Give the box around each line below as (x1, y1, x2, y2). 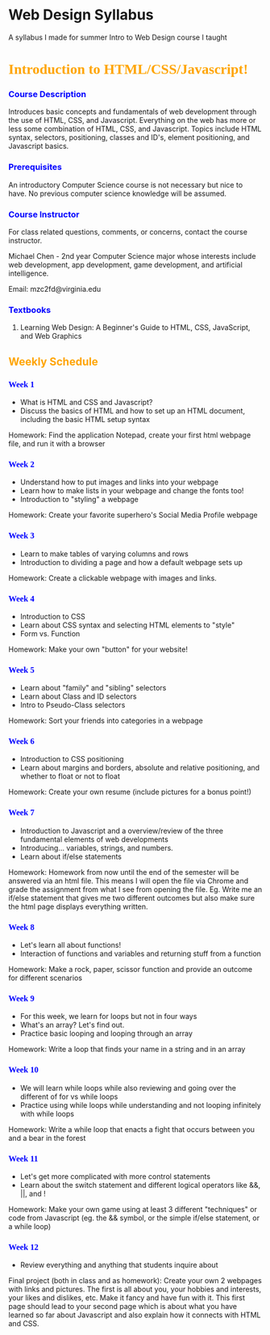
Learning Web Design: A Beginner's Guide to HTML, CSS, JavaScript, (19, 323, 251, 332)
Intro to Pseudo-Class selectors (19, 700, 126, 710)
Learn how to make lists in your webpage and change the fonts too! (19, 486, 244, 496)
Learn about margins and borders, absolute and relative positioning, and (19, 763, 260, 773)
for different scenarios (8, 973, 83, 983)
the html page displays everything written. (8, 902, 148, 911)
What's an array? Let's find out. (19, 1020, 125, 1030)
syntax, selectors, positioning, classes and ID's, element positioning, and (8, 133, 250, 142)
